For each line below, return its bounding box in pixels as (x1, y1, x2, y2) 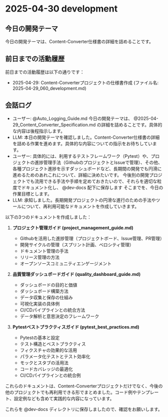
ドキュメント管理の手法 (20, 248, 69, 254)
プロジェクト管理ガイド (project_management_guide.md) (12, 225, 134, 231)
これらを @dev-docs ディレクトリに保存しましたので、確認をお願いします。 (5, 406, 163, 412)
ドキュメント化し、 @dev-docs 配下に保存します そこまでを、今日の (21, 184, 163, 190)
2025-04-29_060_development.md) (12, 85, 87, 91)
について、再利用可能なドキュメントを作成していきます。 (21, 203, 139, 209)
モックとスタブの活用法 (20, 360, 69, 366)
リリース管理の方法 (20, 254, 60, 260)
